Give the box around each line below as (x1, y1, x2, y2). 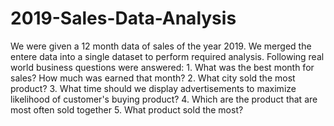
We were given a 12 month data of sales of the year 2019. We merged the (10, 40, 312, 52)
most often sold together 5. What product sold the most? (10, 103, 244, 116)
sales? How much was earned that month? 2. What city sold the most (10, 72, 296, 84)
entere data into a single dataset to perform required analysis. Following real (10, 50, 325, 62)
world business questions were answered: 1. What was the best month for (10, 61, 315, 73)
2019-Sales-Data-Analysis (10, 7, 237, 30)
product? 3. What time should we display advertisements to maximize (10, 82, 297, 94)
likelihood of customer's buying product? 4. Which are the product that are (10, 93, 318, 105)
